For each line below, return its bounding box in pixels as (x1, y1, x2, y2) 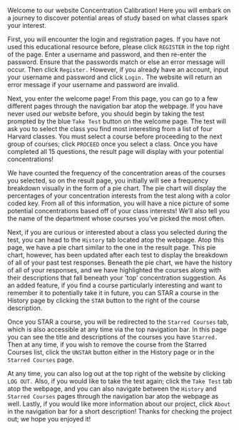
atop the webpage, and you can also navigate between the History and (7, 384, 217, 393)
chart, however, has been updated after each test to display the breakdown (7, 251, 228, 259)
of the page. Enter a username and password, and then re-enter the (7, 50, 207, 58)
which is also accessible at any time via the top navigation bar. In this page (7, 325, 227, 334)
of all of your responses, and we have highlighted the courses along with (7, 266, 221, 274)
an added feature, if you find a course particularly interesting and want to (7, 281, 223, 290)
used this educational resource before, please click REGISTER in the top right (7, 43, 230, 51)
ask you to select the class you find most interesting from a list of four (7, 125, 213, 133)
